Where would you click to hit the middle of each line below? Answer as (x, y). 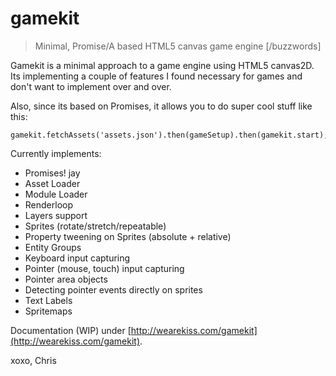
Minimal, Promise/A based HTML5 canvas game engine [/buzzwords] (178, 46)
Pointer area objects (66, 279)
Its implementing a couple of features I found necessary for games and (156, 76)
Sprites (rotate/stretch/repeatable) (95, 226)
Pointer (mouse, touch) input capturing (104, 268)
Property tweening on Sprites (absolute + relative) (128, 236)
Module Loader (56, 194)
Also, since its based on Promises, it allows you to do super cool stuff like (161, 106)
